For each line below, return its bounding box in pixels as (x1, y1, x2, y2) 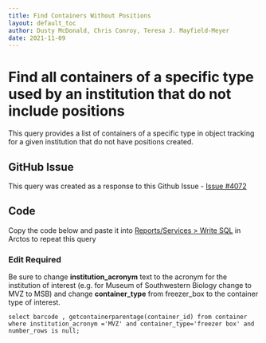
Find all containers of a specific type (8, 69, 254, 86)
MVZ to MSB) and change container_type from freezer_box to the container (8, 289, 259, 299)
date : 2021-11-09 (8, 34, 66, 42)
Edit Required (8, 254, 62, 265)
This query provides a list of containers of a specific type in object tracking (8, 128, 255, 138)
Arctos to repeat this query (8, 234, 97, 243)
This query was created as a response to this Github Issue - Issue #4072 (8, 181, 247, 191)
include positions (8, 102, 125, 120)
